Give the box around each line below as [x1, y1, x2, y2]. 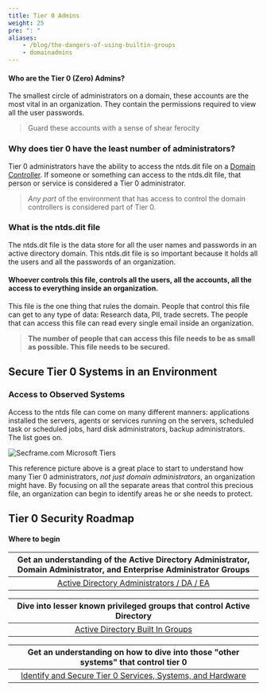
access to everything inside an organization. [8, 283, 159, 293]
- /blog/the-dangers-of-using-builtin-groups [22, 41, 176, 49]
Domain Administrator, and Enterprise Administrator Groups [17, 564, 250, 576]
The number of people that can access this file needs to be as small [27, 334, 256, 343]
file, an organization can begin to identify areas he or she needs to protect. [8, 489, 253, 498]
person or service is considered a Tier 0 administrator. [8, 178, 187, 188]
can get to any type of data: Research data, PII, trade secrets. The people [8, 310, 249, 319]
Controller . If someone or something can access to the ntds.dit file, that [8, 170, 242, 179]
